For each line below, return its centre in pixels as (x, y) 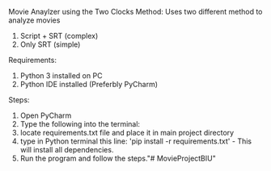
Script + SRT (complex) (59, 36)
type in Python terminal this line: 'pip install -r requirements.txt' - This (136, 141)
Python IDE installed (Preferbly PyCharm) (89, 84)
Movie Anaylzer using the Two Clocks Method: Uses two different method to (135, 12)
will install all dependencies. (67, 150)
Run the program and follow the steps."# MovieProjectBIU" (118, 158)
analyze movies (34, 20)
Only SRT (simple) (50, 44)
